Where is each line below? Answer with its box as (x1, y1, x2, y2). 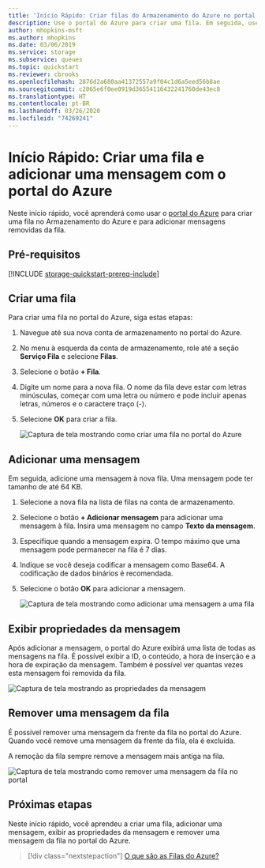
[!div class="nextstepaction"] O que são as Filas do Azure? (27, 851, 219, 860)
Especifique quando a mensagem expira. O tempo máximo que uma (19, 537, 241, 546)
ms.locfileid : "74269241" (8, 115, 93, 123)
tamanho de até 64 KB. (8, 482, 83, 492)
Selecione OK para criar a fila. (19, 414, 118, 424)
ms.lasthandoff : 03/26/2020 (8, 108, 101, 115)
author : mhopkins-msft (8, 26, 83, 34)
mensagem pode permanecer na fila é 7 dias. (19, 545, 167, 554)
